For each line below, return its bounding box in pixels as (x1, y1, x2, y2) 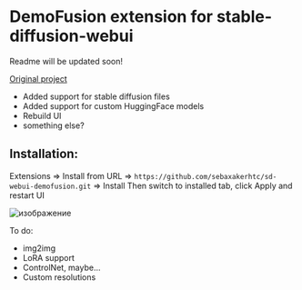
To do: (9, 225, 34, 235)
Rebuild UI (22, 110, 62, 121)
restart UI (9, 189, 45, 201)
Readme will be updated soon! (9, 55, 124, 66)
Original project (9, 73, 68, 84)
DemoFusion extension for (9, 6, 214, 27)
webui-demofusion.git (9, 182, 92, 191)
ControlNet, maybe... (22, 262, 102, 273)
